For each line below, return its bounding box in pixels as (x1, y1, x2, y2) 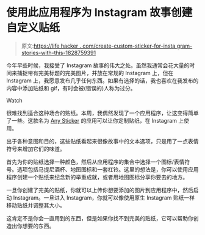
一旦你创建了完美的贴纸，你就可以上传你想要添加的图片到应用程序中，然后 (6, 186, 193, 193)
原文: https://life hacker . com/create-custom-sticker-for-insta (21, 42, 176, 49)
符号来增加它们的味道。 (6, 145, 65, 153)
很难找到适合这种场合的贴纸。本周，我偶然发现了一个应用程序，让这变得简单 (6, 109, 199, 117)
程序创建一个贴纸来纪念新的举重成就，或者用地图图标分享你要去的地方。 (6, 173, 188, 181)
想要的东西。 (22, 222, 55, 230)
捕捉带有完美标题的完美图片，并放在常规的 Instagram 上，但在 (16, 69, 174, 76)
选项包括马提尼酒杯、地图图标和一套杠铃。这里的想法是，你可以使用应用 (16, 165, 199, 173)
